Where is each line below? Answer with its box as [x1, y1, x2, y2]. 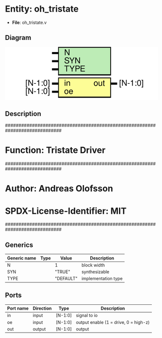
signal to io [76, 313, 98, 319]
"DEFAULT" [55, 276, 78, 282]
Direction [32, 305, 52, 311]
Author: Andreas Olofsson [5, 183, 113, 194]
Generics [5, 241, 33, 249]
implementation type [81, 276, 123, 282]
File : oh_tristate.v [12, 19, 47, 25]
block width [81, 262, 105, 268]
